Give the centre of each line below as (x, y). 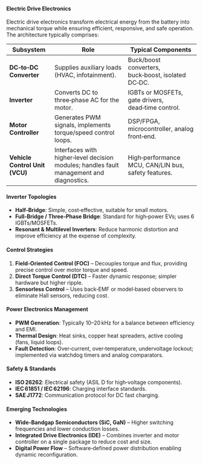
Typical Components (161, 50)
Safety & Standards (31, 369)
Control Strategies (30, 250)
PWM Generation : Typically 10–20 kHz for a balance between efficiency (105, 323)
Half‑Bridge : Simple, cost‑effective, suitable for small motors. (92, 210)
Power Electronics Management (47, 310)
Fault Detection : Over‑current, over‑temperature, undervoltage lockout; (104, 348)
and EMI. (26, 329)
